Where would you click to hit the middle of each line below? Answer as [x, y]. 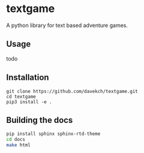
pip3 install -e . [29, 102]
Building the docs [40, 120]
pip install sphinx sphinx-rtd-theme [53, 134]
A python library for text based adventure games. [67, 25]
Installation [28, 78]
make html [19, 145]
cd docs [16, 140]
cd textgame [21, 97]
